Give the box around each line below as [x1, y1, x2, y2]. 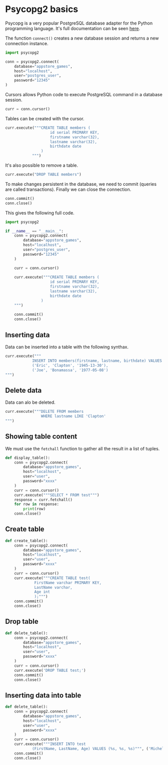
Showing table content [5, 432, 77, 441]
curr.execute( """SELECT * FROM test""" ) [14, 492, 99, 497]
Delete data [5, 386, 42, 394]
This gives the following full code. [5, 209, 75, 216]
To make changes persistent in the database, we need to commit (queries [5, 181, 156, 187]
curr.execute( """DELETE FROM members [5, 409, 84, 414]
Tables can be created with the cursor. [5, 115, 84, 121]
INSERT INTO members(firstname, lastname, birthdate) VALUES [31, 358, 162, 363]
